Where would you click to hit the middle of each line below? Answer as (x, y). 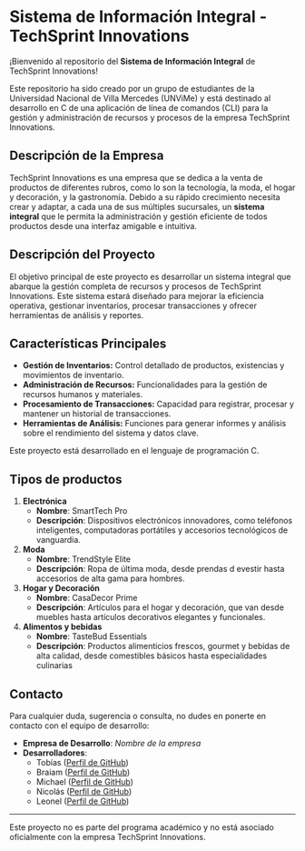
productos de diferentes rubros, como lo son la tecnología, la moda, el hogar (152, 187)
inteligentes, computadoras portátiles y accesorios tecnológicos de (162, 530)
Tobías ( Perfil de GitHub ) (82, 762)
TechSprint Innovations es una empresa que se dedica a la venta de (136, 177)
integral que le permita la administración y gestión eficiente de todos (138, 216)
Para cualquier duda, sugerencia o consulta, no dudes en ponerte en (138, 716)
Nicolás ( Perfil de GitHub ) (84, 791)
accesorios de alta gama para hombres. (110, 578)
